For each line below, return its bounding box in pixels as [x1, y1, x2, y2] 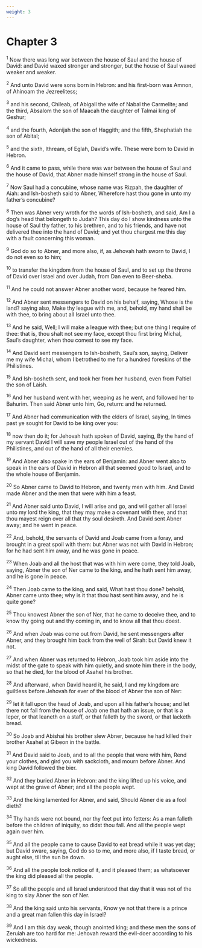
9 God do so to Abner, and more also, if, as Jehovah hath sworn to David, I [6, 246, 191, 254]
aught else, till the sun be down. [6, 853, 86, 860]
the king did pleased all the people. [6, 873, 93, 880]
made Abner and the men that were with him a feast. [6, 490, 137, 497]
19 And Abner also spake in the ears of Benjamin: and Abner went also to [6, 456, 186, 465]
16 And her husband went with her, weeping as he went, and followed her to [6, 393, 194, 402]
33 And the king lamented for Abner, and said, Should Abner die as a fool [6, 795, 187, 803]
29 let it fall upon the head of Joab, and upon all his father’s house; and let [6, 699, 190, 707]
